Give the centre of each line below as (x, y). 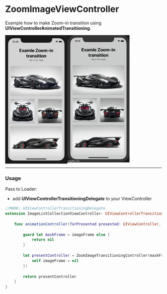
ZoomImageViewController (62, 9)
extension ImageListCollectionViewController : (54, 214)
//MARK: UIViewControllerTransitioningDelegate (55, 209)
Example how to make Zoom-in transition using (53, 23)
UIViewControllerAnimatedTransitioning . (48, 28)
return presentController (50, 277)
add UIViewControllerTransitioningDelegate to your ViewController (82, 199)
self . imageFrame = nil (55, 261)
